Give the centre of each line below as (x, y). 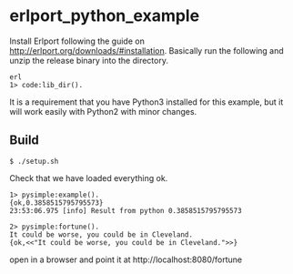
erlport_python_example (105, 16)
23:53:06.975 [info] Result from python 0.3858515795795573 (126, 210)
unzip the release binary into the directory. (89, 60)
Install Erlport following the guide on (77, 41)
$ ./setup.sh (34, 161)
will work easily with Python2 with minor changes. (103, 111)
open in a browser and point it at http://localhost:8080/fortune (126, 259)
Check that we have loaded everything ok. (89, 178)
